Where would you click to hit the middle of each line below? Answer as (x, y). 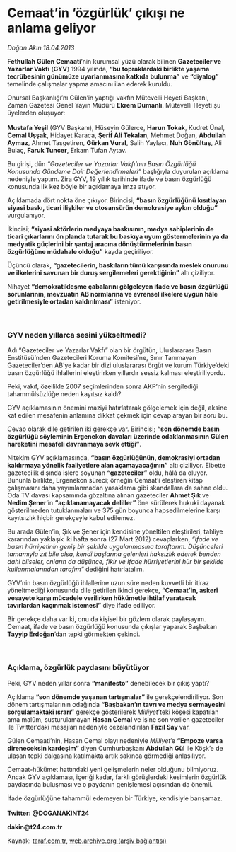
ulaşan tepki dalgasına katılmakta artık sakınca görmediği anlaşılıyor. (107, 756)
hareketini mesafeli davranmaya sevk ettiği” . (75, 444)
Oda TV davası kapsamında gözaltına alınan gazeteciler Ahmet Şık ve (108, 495)
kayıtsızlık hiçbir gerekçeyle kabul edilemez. (71, 518)
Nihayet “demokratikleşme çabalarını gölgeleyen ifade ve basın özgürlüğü (118, 286)
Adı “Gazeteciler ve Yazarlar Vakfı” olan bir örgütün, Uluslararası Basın (110, 350)
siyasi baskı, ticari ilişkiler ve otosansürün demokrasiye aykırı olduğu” (112, 207)
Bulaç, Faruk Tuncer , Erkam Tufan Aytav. (67, 150)
